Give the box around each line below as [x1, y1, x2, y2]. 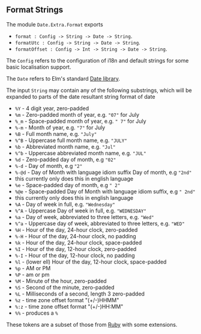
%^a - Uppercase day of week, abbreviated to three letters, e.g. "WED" [14, 220, 185, 227]
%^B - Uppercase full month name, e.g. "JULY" [14, 137, 127, 144]
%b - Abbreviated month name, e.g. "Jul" [14, 143, 116, 150]
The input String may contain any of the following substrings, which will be [6, 87, 192, 94]
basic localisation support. [6, 63, 71, 70]
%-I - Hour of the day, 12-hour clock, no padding [14, 252, 135, 259]
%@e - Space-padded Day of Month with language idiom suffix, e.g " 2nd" [14, 188, 196, 195]
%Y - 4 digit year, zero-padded [14, 105, 89, 112]
